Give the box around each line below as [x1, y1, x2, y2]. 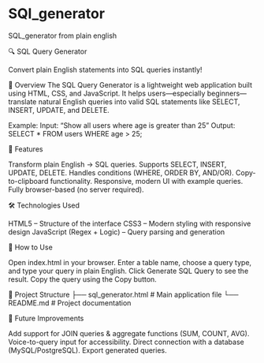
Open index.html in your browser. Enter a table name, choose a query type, [8, 257, 252, 267]
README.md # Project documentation [8, 298, 132, 308]
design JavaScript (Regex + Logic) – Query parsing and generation [8, 226, 225, 237]
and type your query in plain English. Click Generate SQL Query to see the [8, 266, 249, 275]
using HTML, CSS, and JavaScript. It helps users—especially [8, 88, 206, 98]
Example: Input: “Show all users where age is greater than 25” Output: [8, 120, 236, 130]
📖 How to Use [8, 242, 53, 252]
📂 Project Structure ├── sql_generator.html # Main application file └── [8, 290, 239, 299]
